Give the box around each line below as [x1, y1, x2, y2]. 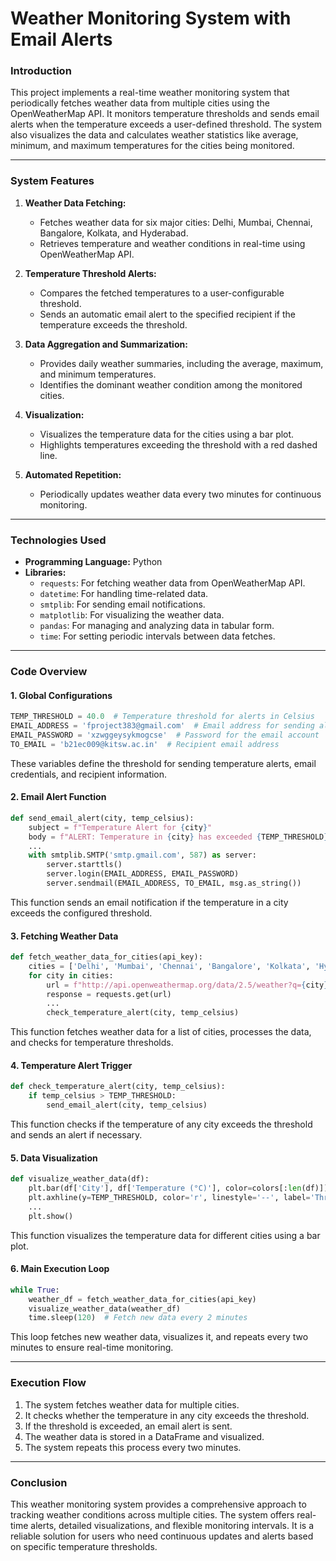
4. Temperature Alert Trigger [10, 1059, 133, 1071]
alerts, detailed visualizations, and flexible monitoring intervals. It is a [30, 1519, 315, 1531]
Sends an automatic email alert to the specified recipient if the [39, 308, 296, 320]
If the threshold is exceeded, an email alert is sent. [24, 1420, 233, 1432]
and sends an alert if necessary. [10, 1129, 143, 1141]
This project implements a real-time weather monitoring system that [10, 87, 290, 99]
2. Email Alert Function [10, 791, 107, 803]
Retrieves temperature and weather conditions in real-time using [39, 237, 306, 249]
